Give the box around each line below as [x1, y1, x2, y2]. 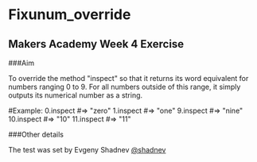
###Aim [8, 58, 34, 67]
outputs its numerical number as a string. [8, 91, 143, 100]
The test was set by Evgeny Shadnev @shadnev [8, 145, 166, 154]
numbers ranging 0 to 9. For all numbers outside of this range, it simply [8, 82, 241, 91]
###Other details [8, 129, 64, 139]
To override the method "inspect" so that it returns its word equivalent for [8, 74, 249, 83]
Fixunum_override [8, 6, 131, 24]
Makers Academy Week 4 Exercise [8, 37, 185, 51]
